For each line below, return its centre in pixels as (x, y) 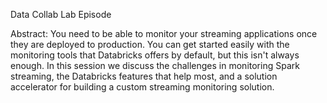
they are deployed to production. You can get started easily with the (150, 44)
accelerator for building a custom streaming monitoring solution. (142, 87)
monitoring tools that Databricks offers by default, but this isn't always (155, 55)
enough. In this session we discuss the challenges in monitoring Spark (155, 65)
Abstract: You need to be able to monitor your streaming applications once (164, 33)
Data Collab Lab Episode (61, 14)
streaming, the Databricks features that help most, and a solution (144, 76)
